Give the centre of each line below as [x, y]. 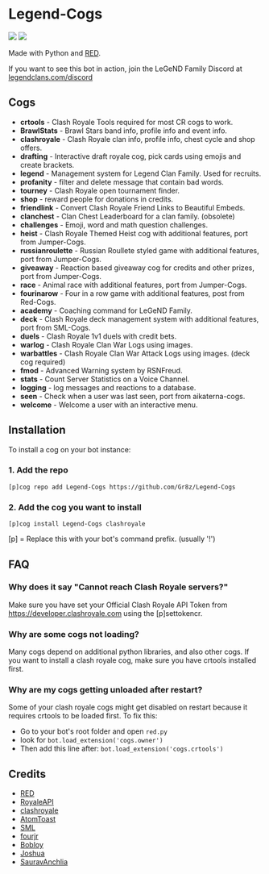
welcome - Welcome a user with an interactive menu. [109, 405]
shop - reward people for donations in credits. [97, 199]
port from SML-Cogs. [55, 327]
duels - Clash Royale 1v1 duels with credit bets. [98, 336]
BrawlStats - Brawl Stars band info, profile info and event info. [124, 131]
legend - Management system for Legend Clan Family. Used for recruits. [141, 173]
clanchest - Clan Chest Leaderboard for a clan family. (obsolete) [127, 216]
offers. [31, 148]
